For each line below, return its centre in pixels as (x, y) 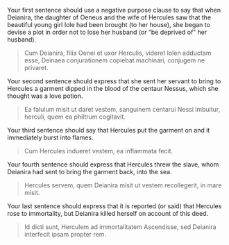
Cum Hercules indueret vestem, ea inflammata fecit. (99, 151)
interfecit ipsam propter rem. (65, 234)
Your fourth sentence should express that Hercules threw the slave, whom (113, 164)
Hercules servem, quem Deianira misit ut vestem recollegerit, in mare (123, 185)
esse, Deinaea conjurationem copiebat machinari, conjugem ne (114, 60)
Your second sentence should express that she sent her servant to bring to (114, 81)
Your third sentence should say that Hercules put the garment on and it (109, 130)
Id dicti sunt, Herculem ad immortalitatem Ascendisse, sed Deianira (120, 227)
